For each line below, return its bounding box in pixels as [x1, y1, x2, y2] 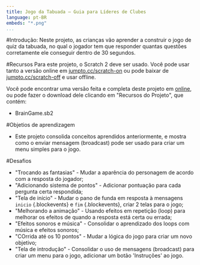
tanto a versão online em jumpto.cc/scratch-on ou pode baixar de [6, 67, 169, 75]
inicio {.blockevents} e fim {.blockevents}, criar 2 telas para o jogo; [14, 201, 184, 208]
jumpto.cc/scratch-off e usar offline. [6, 73, 96, 81]
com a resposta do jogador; [14, 175, 84, 183]
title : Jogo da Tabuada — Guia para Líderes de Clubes [6, 8, 147, 15]
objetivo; [14, 239, 37, 246]
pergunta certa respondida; [14, 188, 83, 195]
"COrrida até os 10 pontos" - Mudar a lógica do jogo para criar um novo [14, 233, 192, 240]
